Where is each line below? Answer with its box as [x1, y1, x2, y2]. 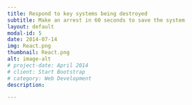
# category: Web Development [7, 74, 92, 82]
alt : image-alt [7, 56, 51, 63]
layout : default [7, 23, 54, 30]
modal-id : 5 [7, 29, 42, 37]
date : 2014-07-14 [7, 36, 58, 43]
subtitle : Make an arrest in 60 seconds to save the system [7, 17, 186, 24]
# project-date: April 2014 [7, 62, 89, 69]
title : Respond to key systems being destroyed [7, 10, 148, 17]
